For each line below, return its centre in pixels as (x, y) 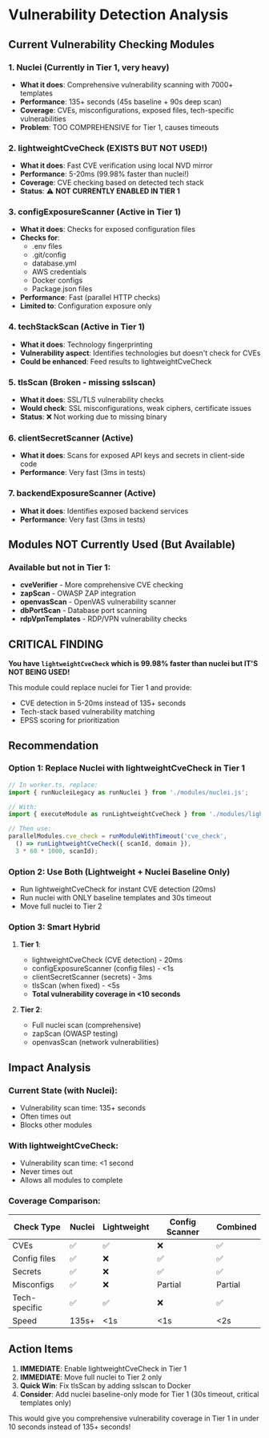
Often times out (45, 1116)
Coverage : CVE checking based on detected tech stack (112, 183)
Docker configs (57, 280)
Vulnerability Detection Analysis (118, 15)
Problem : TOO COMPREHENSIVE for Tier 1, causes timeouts (119, 127)
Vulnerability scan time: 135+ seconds (83, 1108)
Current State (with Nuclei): (63, 1091)
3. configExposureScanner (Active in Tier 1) (95, 212)
